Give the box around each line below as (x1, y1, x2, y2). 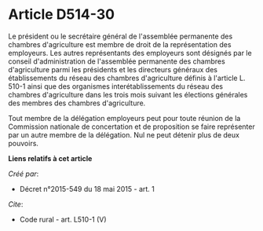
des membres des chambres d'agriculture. (8, 98, 146, 108)
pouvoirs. (8, 138, 39, 148)
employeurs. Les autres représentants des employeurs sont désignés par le (8, 48, 253, 57)
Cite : (8, 199, 24, 209)
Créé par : (8, 169, 39, 178)
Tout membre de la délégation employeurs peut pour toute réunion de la (8, 113, 241, 123)
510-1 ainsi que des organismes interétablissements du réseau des (8, 81, 224, 91)
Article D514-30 (8, 5, 115, 24)
